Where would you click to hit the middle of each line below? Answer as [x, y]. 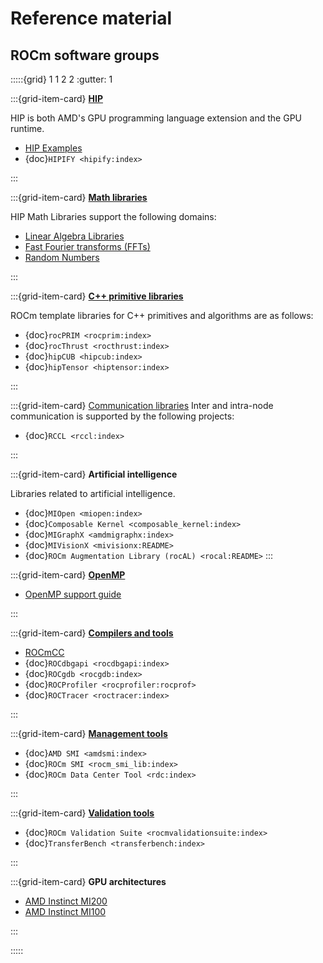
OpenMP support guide [73, 594]
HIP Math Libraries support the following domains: [113, 216]
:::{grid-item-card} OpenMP [68, 575]
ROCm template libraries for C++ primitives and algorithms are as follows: [162, 315]
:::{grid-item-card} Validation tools [82, 813]
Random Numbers [62, 257]
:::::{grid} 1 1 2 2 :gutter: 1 [61, 79]
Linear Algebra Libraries [74, 236]
